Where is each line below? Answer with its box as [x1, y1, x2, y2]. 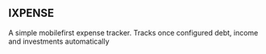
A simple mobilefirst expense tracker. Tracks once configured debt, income [8, 27, 259, 37]
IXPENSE [8, 6, 55, 20]
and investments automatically [8, 36, 110, 46]
